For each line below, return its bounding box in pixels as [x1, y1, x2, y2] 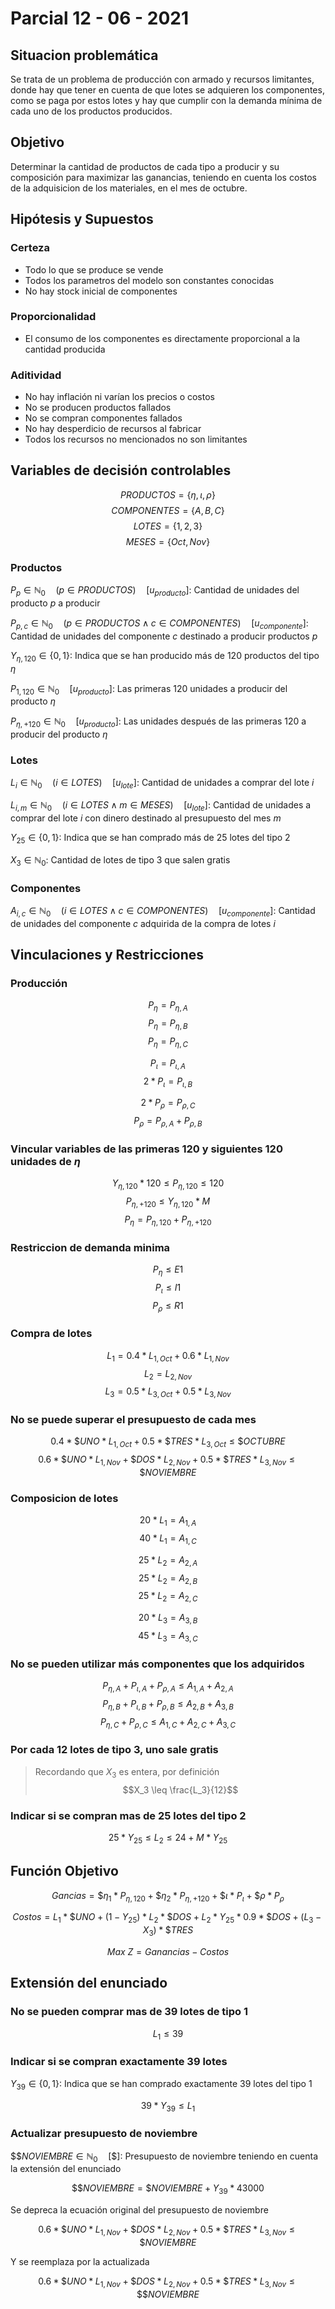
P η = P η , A [148, 999, 188, 1014]
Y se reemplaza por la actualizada [10, 2256, 150, 2267]
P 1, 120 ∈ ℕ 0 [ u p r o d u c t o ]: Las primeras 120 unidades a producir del [10, 682, 288, 697]
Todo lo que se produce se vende [24, 263, 164, 276]
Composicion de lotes [10, 1491, 119, 1505]
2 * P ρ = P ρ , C [140, 1097, 196, 1111]
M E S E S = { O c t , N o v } [125, 535, 211, 547]
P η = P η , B [148, 1017, 188, 1032]
